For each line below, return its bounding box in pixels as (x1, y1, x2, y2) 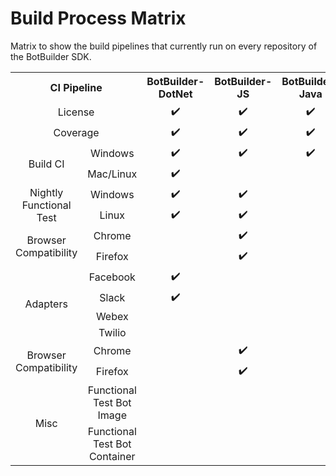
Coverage (53, 126, 100, 140)
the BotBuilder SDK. (10, 50, 92, 62)
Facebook (88, 270, 136, 284)
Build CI (28, 157, 65, 171)
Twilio (98, 325, 127, 339)
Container (88, 449, 136, 463)
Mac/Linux (87, 167, 138, 181)
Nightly (29, 185, 64, 199)
